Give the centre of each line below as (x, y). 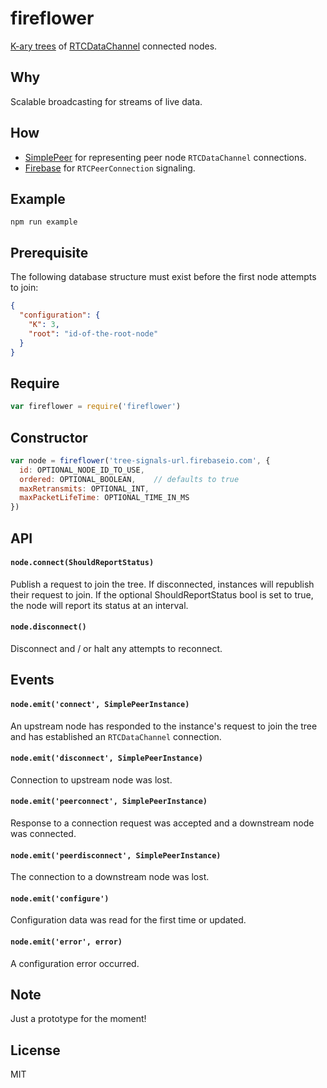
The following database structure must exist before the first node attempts (163, 277)
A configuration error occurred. (75, 963)
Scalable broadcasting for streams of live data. (106, 101)
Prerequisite (49, 252)
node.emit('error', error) (66, 942)
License (35, 1050)
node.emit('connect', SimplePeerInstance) (100, 704)
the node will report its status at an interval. (99, 605)
